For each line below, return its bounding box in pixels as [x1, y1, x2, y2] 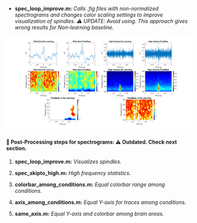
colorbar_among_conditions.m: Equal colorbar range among [14, 180, 165, 188]
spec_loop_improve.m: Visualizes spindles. [14, 158, 122, 165]
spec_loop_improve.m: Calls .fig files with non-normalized [14, 5, 159, 12]
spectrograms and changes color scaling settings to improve [14, 11, 163, 18]
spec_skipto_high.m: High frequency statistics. [14, 169, 132, 176]
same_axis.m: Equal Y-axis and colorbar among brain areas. [14, 210, 164, 217]
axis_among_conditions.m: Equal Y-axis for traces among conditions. [14, 198, 187, 206]
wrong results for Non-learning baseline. [14, 24, 114, 31]
